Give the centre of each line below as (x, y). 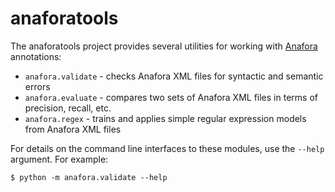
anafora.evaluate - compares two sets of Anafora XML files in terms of (171, 97)
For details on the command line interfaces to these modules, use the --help (167, 148)
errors (37, 86)
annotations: (36, 56)
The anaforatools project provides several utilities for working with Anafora (164, 46)
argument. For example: (59, 159)
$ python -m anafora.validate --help (89, 177)
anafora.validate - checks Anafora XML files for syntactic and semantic (174, 76)
